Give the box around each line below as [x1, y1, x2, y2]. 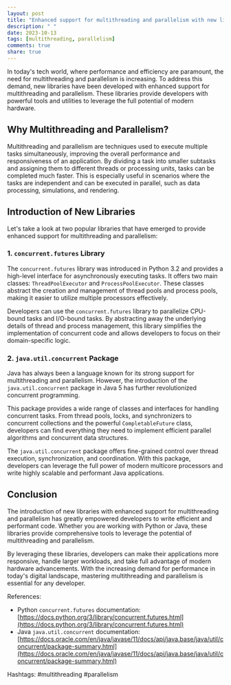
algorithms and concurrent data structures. [7, 434, 129, 442]
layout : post [7, 10, 45, 17]
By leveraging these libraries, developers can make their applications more [7, 549, 219, 558]
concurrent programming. [7, 391, 80, 399]
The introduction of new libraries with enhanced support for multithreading [7, 507, 219, 515]
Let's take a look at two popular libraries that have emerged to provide [7, 224, 206, 233]
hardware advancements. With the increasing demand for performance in [7, 564, 215, 572]
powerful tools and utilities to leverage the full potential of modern [7, 96, 194, 105]
